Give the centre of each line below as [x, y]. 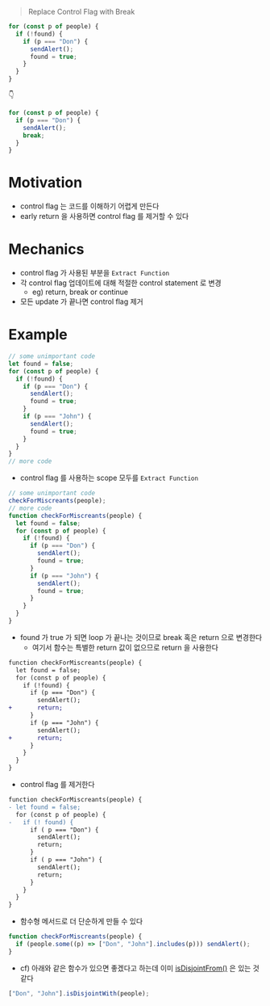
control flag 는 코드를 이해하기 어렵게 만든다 [89, 206]
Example [38, 335]
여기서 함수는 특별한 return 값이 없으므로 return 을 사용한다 [125, 647]
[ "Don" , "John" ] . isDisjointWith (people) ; [79, 993]
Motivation [46, 183]
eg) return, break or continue [80, 292]
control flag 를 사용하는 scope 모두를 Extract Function [109, 478]
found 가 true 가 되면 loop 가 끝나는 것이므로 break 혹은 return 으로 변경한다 [141, 637]
